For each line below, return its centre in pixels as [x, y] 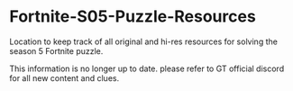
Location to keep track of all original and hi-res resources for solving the [143, 41]
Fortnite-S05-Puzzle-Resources [133, 17]
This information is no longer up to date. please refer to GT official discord [147, 68]
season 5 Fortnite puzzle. [56, 50]
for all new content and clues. [64, 77]
